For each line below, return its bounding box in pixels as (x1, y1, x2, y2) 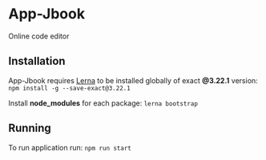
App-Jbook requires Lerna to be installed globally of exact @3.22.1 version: (8, 75, 258, 85)
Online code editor (8, 31, 70, 41)
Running (8, 122, 52, 135)
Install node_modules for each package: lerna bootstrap (8, 98, 199, 108)
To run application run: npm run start (8, 142, 132, 152)
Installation (8, 54, 66, 68)
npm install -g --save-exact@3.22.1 (8, 84, 131, 92)
